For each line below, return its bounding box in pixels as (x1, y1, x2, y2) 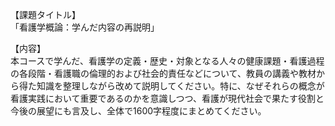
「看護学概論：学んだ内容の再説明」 (10, 21, 160, 33)
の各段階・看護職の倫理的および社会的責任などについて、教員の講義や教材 (10, 68, 317, 79)
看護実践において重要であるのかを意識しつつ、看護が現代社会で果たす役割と (10, 93, 325, 104)
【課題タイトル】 (10, 9, 81, 20)
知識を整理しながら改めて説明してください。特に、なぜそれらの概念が (36, 80, 325, 92)
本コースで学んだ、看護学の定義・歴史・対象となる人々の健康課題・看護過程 (10, 55, 325, 67)
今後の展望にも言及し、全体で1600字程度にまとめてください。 (10, 105, 267, 117)
